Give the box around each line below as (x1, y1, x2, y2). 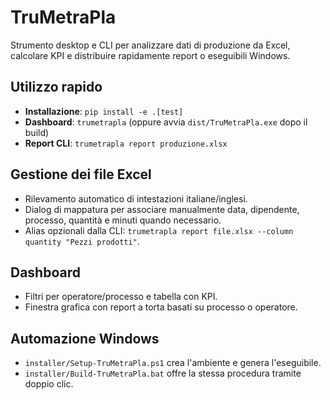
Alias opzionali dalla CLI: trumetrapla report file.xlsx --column (24, 224, 294, 236)
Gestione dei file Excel (10, 166, 152, 183)
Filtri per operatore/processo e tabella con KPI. (24, 291, 218, 303)
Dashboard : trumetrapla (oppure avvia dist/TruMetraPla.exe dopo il (24, 116, 308, 128)
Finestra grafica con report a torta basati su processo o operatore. (24, 301, 298, 313)
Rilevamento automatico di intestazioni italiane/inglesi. (24, 192, 248, 205)
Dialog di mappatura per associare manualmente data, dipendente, (24, 203, 300, 215)
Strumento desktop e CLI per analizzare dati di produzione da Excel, (10, 39, 291, 51)
